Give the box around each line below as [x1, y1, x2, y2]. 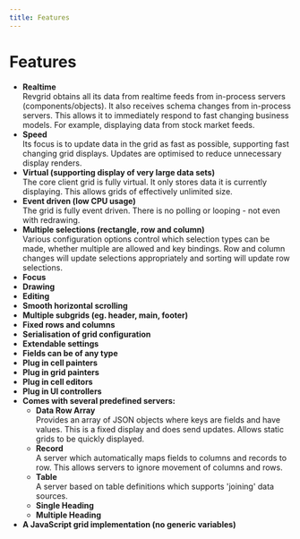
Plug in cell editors [21, 376, 93, 387]
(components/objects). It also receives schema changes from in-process [21, 100, 291, 111]
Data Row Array [35, 405, 96, 415]
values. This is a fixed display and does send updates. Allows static [35, 423, 285, 434]
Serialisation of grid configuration [21, 329, 151, 339]
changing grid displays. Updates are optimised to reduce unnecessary [21, 148, 282, 158]
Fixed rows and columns [21, 319, 116, 329]
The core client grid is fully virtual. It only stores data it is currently [21, 176, 267, 187]
